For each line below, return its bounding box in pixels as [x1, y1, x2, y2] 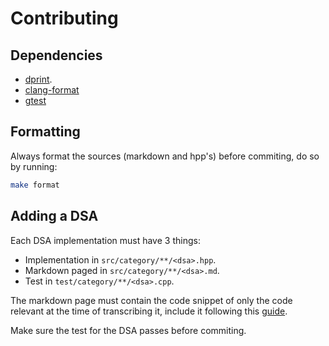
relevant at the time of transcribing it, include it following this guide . [10, 305, 288, 317]
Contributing [10, 7, 119, 30]
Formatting [10, 123, 81, 141]
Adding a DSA [10, 208, 99, 225]
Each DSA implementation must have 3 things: [10, 234, 201, 246]
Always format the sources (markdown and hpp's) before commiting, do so [10, 150, 320, 162]
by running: [10, 160, 58, 172]
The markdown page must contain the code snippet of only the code [10, 294, 293, 306]
